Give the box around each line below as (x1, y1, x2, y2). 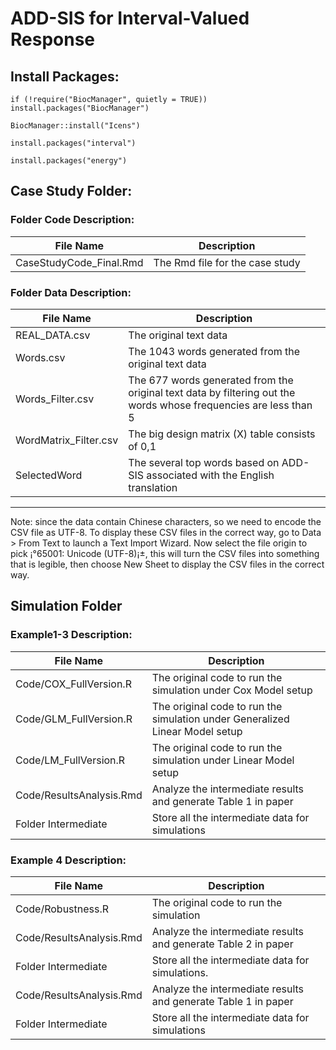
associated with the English (146, 468, 275, 482)
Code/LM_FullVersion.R (15, 753, 126, 767)
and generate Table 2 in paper (151, 937, 294, 951)
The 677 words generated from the (128, 373, 294, 387)
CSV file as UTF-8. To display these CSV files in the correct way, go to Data (10, 526, 322, 538)
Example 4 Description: (10, 853, 127, 867)
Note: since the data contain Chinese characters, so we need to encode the (10, 515, 322, 527)
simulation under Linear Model (151, 753, 295, 767)
